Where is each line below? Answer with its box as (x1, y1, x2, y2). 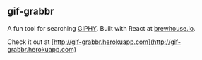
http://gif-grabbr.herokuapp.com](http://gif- (53, 38, 182, 46)
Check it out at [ (7, 38, 54, 46)
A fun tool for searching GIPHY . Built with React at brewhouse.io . (7, 24, 196, 32)
